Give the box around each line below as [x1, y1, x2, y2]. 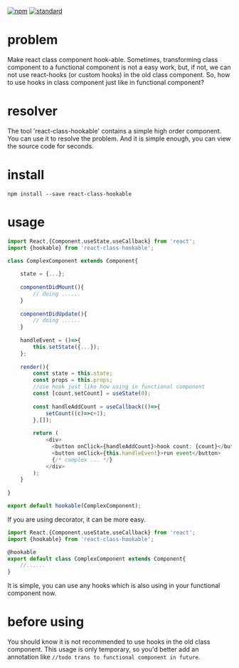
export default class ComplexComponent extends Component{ [7, 555, 186, 562]
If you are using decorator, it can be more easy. [7, 515, 146, 524]
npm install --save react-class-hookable [7, 190, 132, 198]
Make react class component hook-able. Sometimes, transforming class [7, 55, 218, 64]
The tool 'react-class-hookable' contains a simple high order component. [7, 126, 222, 135]
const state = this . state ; [33, 370, 113, 378]
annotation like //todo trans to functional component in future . [7, 653, 201, 662]
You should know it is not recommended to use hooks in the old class [7, 637, 211, 646]
